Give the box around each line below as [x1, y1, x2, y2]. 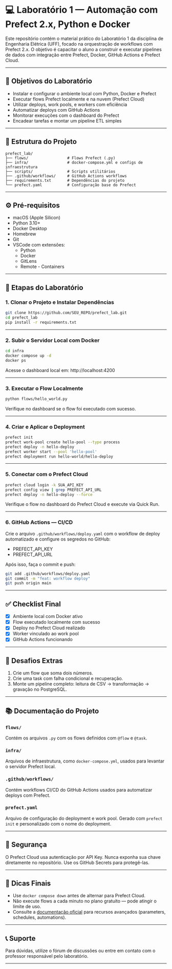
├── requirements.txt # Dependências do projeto [5, 178, 125, 183]
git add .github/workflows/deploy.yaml [5, 571, 91, 576]
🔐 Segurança [5, 840, 47, 849]
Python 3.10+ [12, 220, 41, 226]
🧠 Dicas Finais [5, 879, 51, 888]
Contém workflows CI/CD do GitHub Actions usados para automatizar [5, 787, 153, 793]
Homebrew [12, 231, 36, 237]
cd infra [5, 348, 24, 354]
